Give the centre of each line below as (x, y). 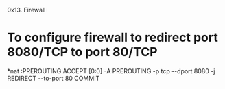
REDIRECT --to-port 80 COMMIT (54, 78)
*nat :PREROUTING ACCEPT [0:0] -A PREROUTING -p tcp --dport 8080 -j (111, 71)
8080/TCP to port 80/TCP (82, 52)
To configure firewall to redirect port (113, 38)
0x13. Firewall (26, 10)
